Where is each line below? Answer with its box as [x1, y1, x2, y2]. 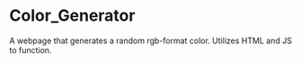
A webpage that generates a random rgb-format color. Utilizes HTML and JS [9, 35, 292, 46]
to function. [9, 44, 52, 55]
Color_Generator [9, 5, 136, 26]
